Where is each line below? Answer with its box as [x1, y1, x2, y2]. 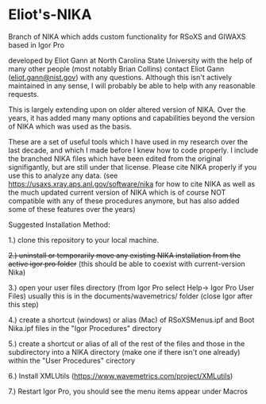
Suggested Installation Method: [8, 220, 110, 229]
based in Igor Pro [8, 40, 65, 49]
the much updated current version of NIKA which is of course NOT [8, 187, 226, 197]
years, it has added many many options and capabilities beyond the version [8, 113, 256, 122]
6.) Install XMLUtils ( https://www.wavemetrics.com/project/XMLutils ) [8, 371, 233, 380]
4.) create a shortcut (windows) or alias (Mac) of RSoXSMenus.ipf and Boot [8, 315, 255, 325]
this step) [8, 299, 40, 309]
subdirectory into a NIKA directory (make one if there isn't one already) [8, 347, 241, 356]
